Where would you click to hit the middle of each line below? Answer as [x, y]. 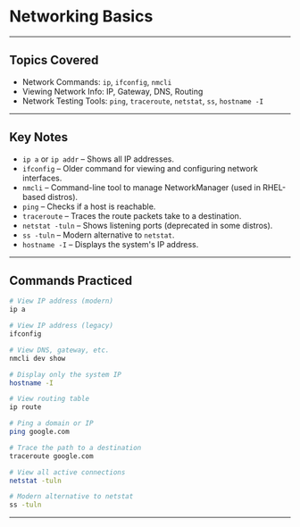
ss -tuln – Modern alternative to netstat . [98, 235]
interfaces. [42, 178]
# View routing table [50, 399]
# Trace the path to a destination [75, 448]
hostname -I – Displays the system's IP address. [110, 244]
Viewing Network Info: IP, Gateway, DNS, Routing [112, 91]
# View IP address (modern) [62, 301]
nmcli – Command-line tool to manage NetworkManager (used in [142, 187]
